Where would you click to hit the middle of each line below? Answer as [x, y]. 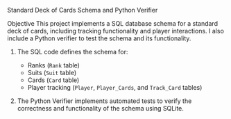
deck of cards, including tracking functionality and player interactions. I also [115, 31]
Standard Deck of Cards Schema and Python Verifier [83, 10]
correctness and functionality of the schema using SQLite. [100, 108]
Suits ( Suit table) [52, 73]
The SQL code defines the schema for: [72, 52]
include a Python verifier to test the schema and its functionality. [99, 38]
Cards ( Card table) [53, 80]
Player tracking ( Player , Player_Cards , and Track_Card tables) [115, 87]
